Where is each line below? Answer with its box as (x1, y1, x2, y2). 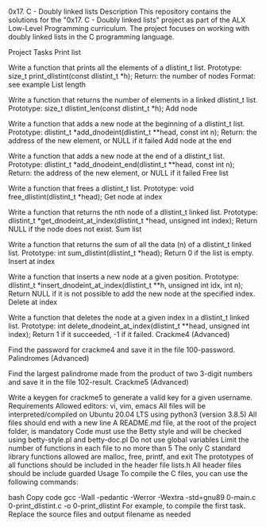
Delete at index (8, 297, 58, 307)
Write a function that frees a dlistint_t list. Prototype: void (8, 184, 195, 193)
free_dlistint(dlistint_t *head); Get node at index (8, 192, 163, 201)
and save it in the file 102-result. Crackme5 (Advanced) (8, 378, 189, 386)
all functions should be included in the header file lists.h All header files (8, 460, 242, 470)
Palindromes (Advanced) (8, 354, 90, 362)
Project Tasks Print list (8, 48, 81, 56)
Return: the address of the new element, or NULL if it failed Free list (8, 169, 229, 177)
